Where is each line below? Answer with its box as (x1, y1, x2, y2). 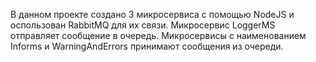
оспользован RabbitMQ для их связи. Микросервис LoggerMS (10, 19, 276, 31)
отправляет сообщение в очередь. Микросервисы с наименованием (10, 30, 307, 41)
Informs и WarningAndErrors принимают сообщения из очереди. (10, 40, 284, 52)
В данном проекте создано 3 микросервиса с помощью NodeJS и (10, 9, 295, 20)
